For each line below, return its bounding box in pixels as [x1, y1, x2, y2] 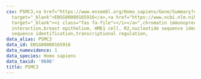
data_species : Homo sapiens [6, 53, 77, 59]
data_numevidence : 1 [6, 48, 58, 53]
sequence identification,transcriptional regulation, [11, 31, 148, 37]
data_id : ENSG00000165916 [6, 42, 71, 48]
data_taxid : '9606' [6, 58, 55, 64]
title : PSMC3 [6, 64, 39, 70]
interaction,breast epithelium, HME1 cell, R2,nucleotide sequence [11, 25, 184, 31]
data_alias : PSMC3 [6, 36, 52, 42]
